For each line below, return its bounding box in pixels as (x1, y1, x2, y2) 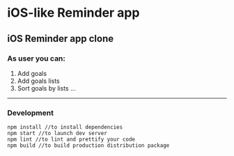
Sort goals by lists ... (17, 84, 77, 92)
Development (7, 108, 54, 118)
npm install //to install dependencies (7, 124, 123, 131)
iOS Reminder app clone (7, 33, 114, 45)
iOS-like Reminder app (7, 5, 140, 21)
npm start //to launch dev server (7, 130, 108, 137)
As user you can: (7, 54, 66, 63)
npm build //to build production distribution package (7, 142, 170, 149)
